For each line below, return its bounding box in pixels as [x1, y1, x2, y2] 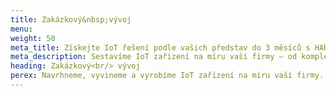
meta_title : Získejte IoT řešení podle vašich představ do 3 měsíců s [10, 42, 311, 53]
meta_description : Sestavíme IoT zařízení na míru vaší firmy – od [10, 52, 298, 62]
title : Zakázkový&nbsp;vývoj [10, 14, 132, 25]
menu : [10, 24, 33, 34]
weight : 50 [10, 33, 56, 43]
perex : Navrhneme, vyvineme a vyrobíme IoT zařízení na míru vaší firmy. [10, 71, 325, 81]
